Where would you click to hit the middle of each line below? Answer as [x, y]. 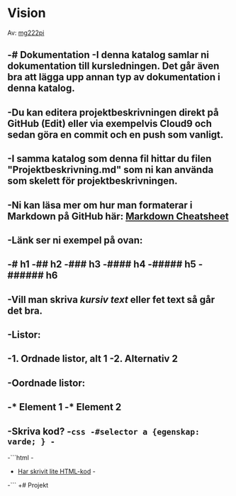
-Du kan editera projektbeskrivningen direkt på [113, 112]
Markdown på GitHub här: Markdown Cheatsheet [118, 216]
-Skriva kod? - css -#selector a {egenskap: [104, 431]
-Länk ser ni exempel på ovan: [75, 240]
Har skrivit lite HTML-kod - [56, 472]
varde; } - [31, 441]
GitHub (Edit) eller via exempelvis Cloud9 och [110, 123]
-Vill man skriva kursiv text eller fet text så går [111, 299]
